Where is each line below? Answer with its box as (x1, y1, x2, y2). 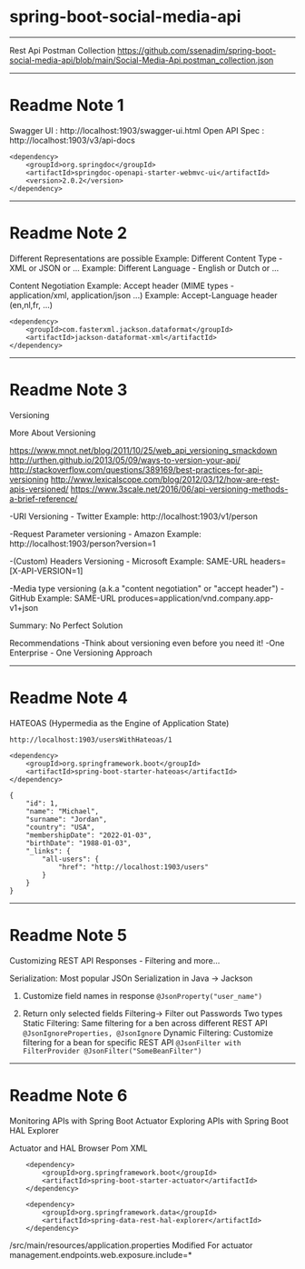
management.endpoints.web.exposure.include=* (9, 1249, 192, 1260)
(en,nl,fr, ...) (9, 299, 53, 310)
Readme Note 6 (9, 1084, 128, 1105)
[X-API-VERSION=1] (9, 565, 84, 576)
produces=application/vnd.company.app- (117, 593, 274, 604)
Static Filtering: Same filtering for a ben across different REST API (22, 1017, 268, 1028)
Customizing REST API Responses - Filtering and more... (9, 954, 221, 965)
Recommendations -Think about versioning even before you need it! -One (9, 637, 285, 648)
